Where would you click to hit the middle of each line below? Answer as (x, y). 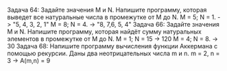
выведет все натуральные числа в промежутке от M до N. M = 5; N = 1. (111, 17)
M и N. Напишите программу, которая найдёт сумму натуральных (105, 31)
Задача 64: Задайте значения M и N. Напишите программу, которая (107, 10)
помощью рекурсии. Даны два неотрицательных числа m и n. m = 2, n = (113, 53)
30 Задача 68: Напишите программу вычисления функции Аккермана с (112, 46)
